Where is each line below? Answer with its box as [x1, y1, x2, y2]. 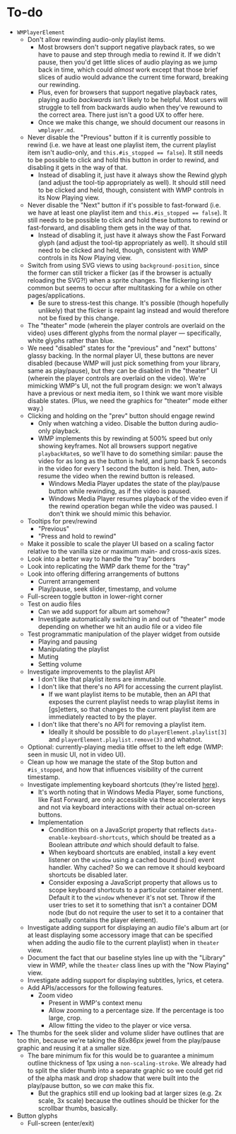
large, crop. [48, 1014, 83, 1022]
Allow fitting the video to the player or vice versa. [48, 1021, 191, 1029]
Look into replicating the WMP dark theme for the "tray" [27, 562, 190, 570]
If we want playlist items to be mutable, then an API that [48, 690, 211, 698]
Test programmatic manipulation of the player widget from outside [27, 630, 220, 638]
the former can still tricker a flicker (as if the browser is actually [27, 268, 212, 277]
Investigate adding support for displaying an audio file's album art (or [27, 923, 229, 931]
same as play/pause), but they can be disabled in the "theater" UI [27, 366, 218, 375]
